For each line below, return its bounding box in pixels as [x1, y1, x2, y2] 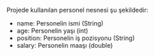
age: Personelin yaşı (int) [16, 27, 89, 35]
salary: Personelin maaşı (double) [16, 41, 113, 49]
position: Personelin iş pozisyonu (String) [16, 34, 135, 42]
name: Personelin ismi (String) [16, 19, 104, 27]
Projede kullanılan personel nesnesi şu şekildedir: [6, 6, 149, 14]
